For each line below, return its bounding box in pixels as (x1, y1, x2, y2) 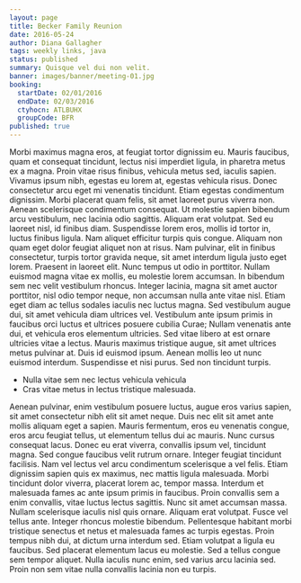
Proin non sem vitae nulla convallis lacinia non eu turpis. (9, 564, 217, 574)
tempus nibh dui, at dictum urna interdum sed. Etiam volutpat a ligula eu (9, 535, 276, 545)
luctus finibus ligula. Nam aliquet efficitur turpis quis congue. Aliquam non (9, 233, 283, 243)
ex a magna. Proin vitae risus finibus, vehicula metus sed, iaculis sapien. (9, 166, 277, 176)
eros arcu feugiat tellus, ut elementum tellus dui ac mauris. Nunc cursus (9, 430, 276, 441)
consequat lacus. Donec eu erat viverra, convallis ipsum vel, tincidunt (9, 440, 267, 450)
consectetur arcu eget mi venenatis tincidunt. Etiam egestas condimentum (9, 185, 285, 195)
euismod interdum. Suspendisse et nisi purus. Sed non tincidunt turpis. (9, 357, 271, 367)
